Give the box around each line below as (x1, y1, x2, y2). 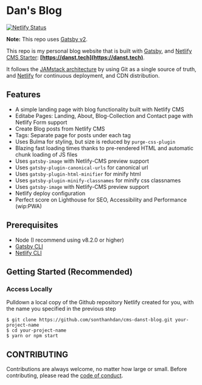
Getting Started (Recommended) (6, 267, 133, 277)
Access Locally (6, 285, 53, 293)
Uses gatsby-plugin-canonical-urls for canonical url (15, 163, 148, 171)
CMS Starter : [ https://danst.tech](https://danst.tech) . (6, 53, 145, 61)
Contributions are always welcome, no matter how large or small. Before (6, 366, 187, 373)
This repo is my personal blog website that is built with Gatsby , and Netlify (6, 47, 192, 55)
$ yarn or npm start (6, 333, 59, 339)
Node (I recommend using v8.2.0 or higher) (15, 236, 125, 244)
